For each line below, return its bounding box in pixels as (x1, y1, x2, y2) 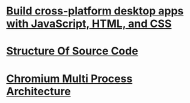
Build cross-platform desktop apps (6, 4, 184, 18)
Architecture (6, 84, 71, 98)
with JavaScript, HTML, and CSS (6, 17, 172, 31)
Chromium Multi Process (6, 72, 133, 85)
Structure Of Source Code (6, 44, 138, 58)
